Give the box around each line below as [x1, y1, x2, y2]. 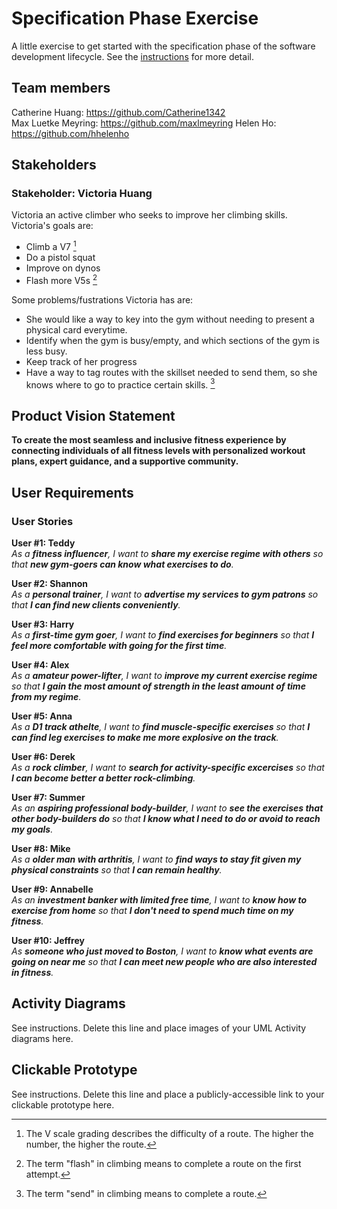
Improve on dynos [25, 262, 101, 274]
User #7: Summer [11, 791, 86, 803]
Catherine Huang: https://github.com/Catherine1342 [11, 106, 226, 118]
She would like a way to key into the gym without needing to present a [25, 313, 315, 325]
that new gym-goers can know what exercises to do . [11, 558, 234, 570]
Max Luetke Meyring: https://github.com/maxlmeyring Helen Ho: [11, 117, 277, 129]
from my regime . [11, 690, 82, 702]
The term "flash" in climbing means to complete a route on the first [25, 1157, 302, 1169]
